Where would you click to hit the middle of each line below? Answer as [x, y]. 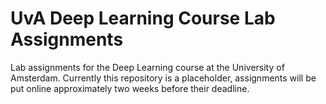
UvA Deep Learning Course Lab [143, 18]
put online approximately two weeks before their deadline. [130, 88]
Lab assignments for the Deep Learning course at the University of [147, 67]
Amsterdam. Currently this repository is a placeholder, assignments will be [163, 78]
